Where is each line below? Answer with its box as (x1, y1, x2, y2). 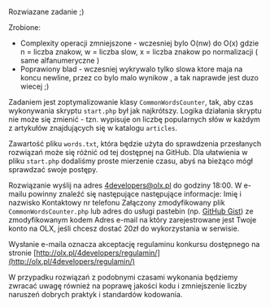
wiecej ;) (20, 81, 50, 91)
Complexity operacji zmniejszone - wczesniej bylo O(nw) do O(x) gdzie (20, 38, 259, 48)
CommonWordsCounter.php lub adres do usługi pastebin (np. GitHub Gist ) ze (8, 206, 254, 216)
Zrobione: (8, 23, 41, 32)
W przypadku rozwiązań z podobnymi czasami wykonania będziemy (8, 272, 238, 282)
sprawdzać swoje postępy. (8, 165, 98, 174)
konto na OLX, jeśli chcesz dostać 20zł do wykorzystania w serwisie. (8, 223, 240, 233)
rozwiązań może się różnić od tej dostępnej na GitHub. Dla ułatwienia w (8, 148, 248, 157)
